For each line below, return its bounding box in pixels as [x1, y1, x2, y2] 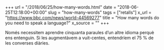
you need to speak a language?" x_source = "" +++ [5, 20, 109, 26]
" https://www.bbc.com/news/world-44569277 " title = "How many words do [5, 15, 159, 20]
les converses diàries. [5, 40, 50, 46]
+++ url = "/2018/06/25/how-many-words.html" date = [5, 4, 117, 10]
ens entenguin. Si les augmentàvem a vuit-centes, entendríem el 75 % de [5, 35, 154, 41]
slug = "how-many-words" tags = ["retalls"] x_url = [48, 9, 152, 15]
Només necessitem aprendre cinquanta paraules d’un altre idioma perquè [5, 30, 154, 35]
